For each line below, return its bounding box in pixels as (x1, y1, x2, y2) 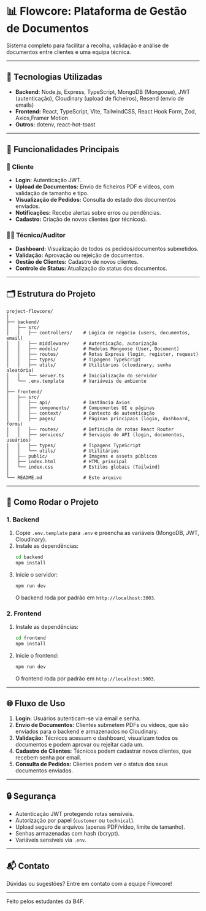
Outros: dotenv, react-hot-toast (15, 120, 96, 128)
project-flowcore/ (6, 308, 53, 314)
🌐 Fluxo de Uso (6, 698, 66, 709)
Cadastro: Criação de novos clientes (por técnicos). (15, 215, 147, 223)
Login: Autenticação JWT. (15, 177, 82, 184)
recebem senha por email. (15, 753, 82, 761)
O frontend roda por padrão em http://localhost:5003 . (15, 675, 156, 682)
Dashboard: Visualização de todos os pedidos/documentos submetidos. (15, 245, 199, 252)
